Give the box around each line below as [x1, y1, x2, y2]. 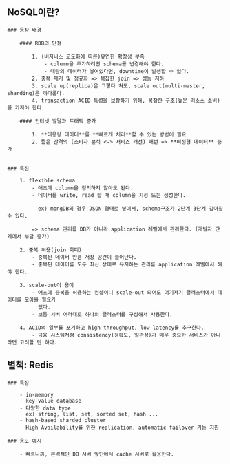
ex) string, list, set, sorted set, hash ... [25, 410, 158, 418]
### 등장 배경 [7, 26, 42, 33]
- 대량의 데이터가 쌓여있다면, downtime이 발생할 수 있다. [43, 67, 189, 74]
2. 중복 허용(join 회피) [19, 246, 83, 253]
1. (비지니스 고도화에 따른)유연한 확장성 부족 [32, 53, 145, 60]
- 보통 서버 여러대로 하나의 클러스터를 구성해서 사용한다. [32, 310, 174, 318]
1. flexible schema [19, 177, 76, 184]
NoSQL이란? [7, 6, 60, 19]
